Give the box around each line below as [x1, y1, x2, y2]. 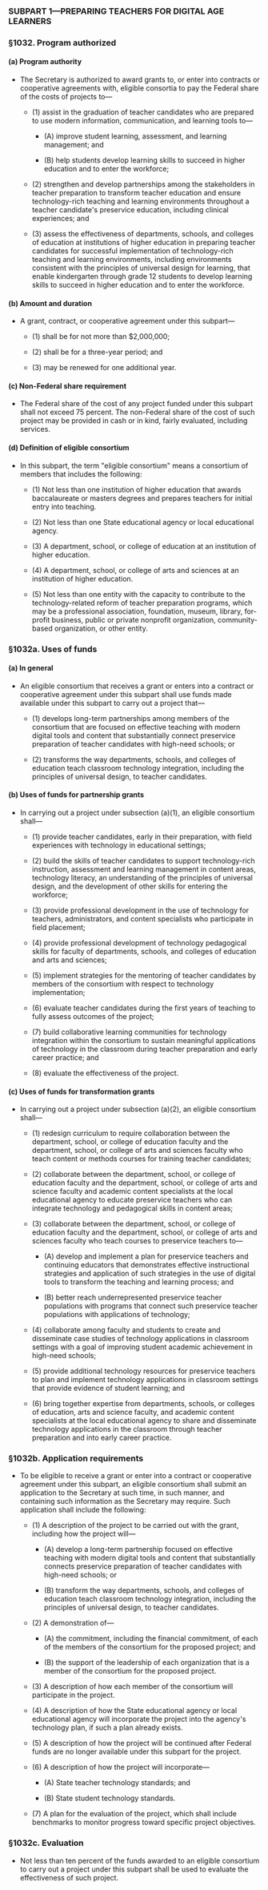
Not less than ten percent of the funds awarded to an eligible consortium [19, 1856, 260, 1865]
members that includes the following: [19, 469, 142, 478]
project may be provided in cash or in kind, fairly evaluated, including [19, 416, 248, 425]
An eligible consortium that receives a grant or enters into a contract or [19, 681, 254, 691]
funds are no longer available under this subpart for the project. [31, 1747, 242, 1756]
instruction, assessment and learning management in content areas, [31, 864, 256, 874]
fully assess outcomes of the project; [31, 1011, 154, 1021]
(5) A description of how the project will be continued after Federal [31, 1739, 252, 1748]
